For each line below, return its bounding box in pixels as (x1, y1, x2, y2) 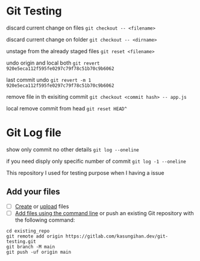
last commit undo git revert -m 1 (6, 76, 92, 83)
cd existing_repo (6, 228, 50, 234)
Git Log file (6, 126, 62, 140)
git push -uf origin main (6, 249, 71, 255)
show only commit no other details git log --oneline (6, 146, 140, 153)
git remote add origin (6, 233, 63, 239)
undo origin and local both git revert (6, 59, 100, 66)
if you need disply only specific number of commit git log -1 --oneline (6, 157, 187, 165)
